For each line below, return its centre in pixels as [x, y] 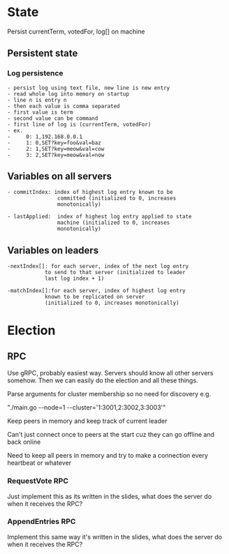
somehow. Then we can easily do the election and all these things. [103, 380]
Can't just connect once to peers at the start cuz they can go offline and [111, 435]
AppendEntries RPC [42, 522]
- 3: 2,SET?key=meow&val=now [56, 155]
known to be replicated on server [95, 297]
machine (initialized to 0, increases [113, 223]
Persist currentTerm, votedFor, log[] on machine [76, 31]
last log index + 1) [74, 279]
